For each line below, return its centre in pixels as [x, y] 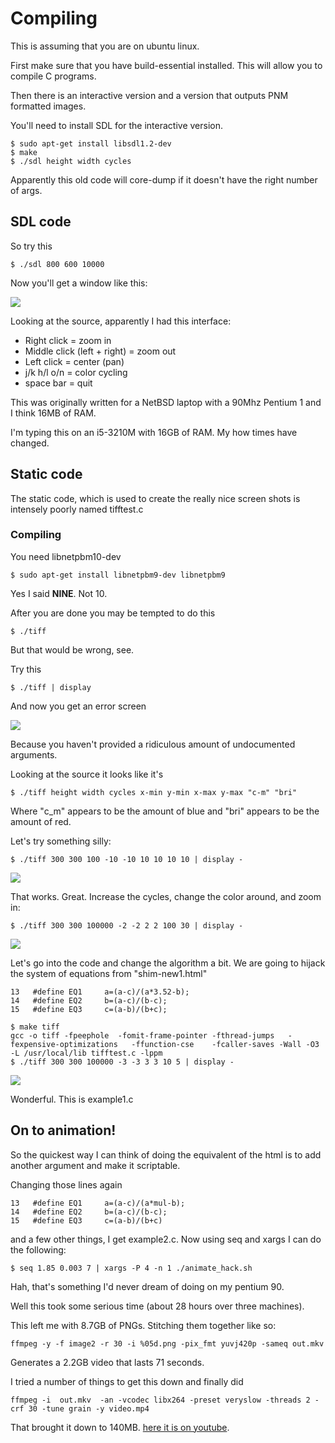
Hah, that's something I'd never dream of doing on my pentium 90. [147, 1286]
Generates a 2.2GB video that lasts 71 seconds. [107, 1362]
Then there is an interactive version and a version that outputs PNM [149, 95]
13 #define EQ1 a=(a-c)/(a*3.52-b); [100, 992]
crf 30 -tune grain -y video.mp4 [80, 1408]
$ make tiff [35, 1027]
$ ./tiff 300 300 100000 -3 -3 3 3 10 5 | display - [122, 1062]
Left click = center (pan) [74, 361]
